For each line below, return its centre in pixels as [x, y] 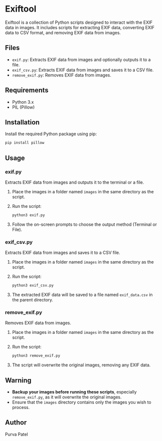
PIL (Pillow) [23, 107]
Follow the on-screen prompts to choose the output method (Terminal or [84, 224]
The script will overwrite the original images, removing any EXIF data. [81, 365]
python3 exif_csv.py [33, 285]
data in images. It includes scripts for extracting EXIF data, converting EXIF [80, 27]
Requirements [27, 90]
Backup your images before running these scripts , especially [74, 392]
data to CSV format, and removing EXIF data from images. [63, 32]
